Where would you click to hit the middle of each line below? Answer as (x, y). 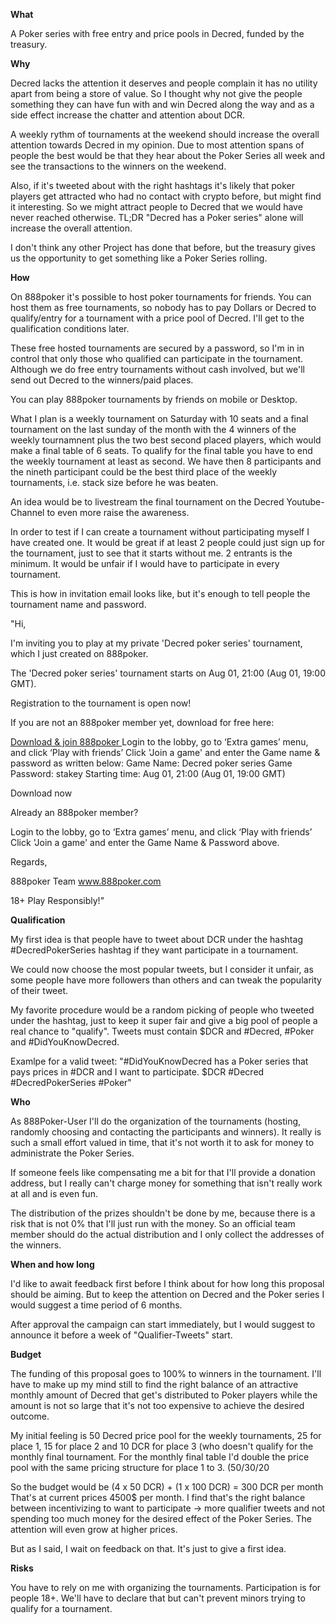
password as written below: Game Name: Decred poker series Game (151, 763)
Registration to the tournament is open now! (101, 703)
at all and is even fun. (54, 1193)
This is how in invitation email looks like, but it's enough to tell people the (160, 593)
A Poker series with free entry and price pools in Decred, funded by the (157, 33)
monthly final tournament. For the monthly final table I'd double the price (160, 1457)
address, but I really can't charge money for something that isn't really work (166, 1183)
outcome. (30, 1416)
